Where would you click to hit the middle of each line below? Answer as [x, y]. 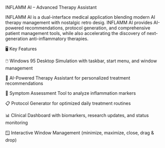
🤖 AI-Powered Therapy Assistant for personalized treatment [68, 78]
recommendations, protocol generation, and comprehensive [88, 28]
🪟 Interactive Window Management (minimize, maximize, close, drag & [80, 133]
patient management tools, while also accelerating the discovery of [75, 33]
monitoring [16, 123]
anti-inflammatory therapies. [59, 39]
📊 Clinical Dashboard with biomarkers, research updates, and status [77, 115]
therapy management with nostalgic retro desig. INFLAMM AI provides [79, 23]
